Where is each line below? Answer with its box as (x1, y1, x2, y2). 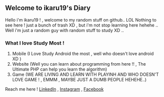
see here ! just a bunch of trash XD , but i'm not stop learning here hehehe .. (5, 22, 158, 28)
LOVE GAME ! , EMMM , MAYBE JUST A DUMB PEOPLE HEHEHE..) (12, 77, 147, 83)
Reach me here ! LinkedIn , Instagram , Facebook (5, 86, 104, 92)
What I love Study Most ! (5, 39, 65, 46)
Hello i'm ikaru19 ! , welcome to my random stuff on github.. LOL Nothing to (5, 17, 157, 23)
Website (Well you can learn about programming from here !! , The (12, 61, 146, 67)
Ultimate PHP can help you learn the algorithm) (12, 66, 107, 73)
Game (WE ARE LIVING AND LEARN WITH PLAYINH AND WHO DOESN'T (12, 72, 159, 77)
